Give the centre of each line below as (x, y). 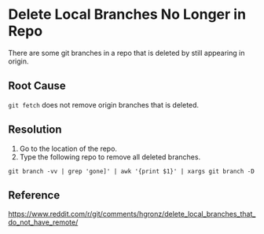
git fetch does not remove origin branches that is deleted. (103, 104)
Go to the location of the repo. (68, 148)
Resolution (35, 130)
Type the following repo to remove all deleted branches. (110, 157)
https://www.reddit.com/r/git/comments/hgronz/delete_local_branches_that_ (132, 214)
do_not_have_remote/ (43, 222)
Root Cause (37, 86)
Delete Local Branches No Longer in (127, 15)
